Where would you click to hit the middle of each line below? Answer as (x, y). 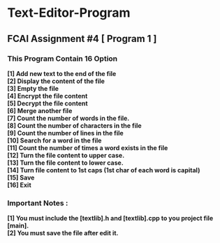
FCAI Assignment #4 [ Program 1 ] (82, 39)
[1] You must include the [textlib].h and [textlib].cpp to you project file (110, 219)
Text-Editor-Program (69, 13)
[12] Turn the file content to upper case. (66, 155)
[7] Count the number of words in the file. (68, 118)
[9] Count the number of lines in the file (65, 133)
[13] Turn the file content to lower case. (65, 163)
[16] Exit (19, 185)
